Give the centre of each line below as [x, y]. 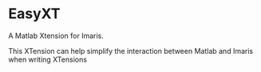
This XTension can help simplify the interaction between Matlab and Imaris [131, 51]
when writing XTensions [48, 59]
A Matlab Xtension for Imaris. [56, 36]
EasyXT [35, 14]
